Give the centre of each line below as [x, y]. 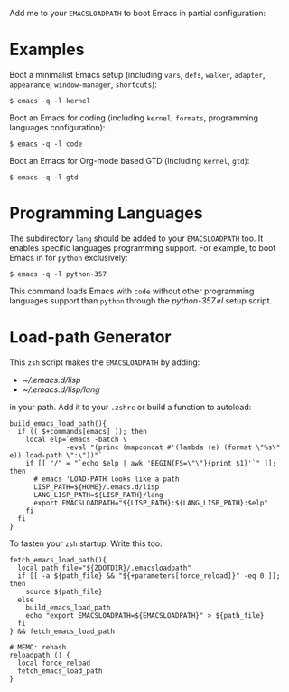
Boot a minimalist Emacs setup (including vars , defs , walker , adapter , [137, 74]
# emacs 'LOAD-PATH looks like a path [106, 479]
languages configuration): [57, 127]
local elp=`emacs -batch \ [76, 439]
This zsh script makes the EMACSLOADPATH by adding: [105, 362]
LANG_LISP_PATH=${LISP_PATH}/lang [98, 495]
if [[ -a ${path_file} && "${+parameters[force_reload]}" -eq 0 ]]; [149, 576]
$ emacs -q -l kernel [50, 101]
